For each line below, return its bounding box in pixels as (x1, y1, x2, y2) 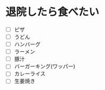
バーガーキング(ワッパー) (14, 63, 75, 70)
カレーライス (14, 70, 46, 77)
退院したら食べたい (5, 5, 100, 19)
